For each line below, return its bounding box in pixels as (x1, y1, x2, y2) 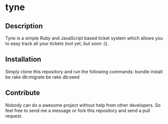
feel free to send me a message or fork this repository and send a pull (5, 107, 150, 113)
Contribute (5, 89, 40, 97)
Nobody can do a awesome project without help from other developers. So (5, 102, 161, 108)
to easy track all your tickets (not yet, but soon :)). (5, 40, 109, 47)
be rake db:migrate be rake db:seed (5, 74, 80, 80)
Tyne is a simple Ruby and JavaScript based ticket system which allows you (5, 35, 163, 41)
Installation (5, 55, 41, 64)
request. (5, 113, 23, 119)
